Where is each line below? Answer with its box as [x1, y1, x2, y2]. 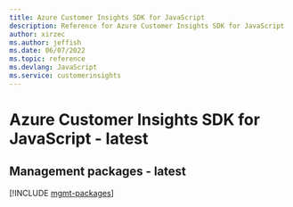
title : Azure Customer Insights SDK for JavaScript [9, 12, 205, 22]
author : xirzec [9, 29, 66, 38]
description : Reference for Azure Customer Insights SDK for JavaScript [9, 21, 285, 30]
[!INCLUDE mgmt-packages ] [9, 187, 114, 198]
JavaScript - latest [9, 128, 149, 148]
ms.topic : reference [9, 54, 86, 63]
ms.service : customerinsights [9, 71, 122, 80]
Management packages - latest [9, 164, 187, 179]
